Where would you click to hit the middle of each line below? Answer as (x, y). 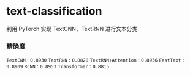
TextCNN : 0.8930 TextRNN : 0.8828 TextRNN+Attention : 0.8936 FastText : (95, 60)
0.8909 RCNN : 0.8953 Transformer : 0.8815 (58, 66)
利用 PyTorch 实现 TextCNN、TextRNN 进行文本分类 (72, 29)
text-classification (54, 11)
